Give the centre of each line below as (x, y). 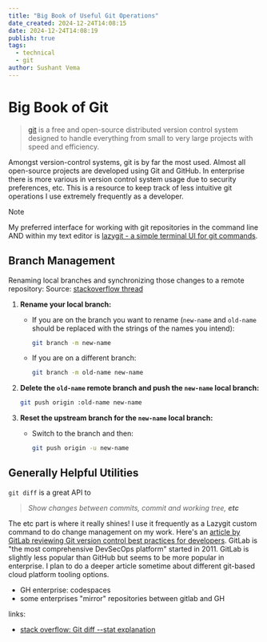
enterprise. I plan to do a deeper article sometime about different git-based (132, 566)
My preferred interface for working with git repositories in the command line (133, 227)
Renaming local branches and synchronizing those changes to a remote (127, 280)
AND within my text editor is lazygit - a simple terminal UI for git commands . (133, 235)
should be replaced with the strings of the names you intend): (133, 328)
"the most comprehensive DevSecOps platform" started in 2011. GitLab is (129, 548)
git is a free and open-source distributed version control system (133, 130)
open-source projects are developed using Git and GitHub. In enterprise (127, 171)
